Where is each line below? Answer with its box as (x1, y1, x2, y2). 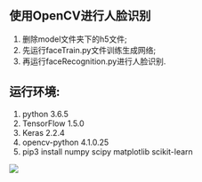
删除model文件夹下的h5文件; (21, 34, 127, 44)
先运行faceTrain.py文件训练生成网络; (21, 44, 157, 55)
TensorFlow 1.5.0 (21, 118, 85, 129)
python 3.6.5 (21, 108, 69, 119)
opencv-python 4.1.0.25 (21, 137, 109, 147)
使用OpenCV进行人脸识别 (9, 8, 151, 24)
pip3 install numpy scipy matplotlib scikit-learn (21, 146, 193, 157)
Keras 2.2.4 (21, 127, 65, 138)
